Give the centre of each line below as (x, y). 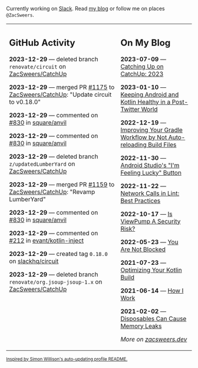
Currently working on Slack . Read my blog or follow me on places (85, 9)
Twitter (130, 109)
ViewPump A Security (151, 221)
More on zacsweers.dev (154, 339)
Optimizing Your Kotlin (151, 270)
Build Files (162, 144)
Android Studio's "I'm (150, 165)
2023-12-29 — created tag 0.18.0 (58, 254)
